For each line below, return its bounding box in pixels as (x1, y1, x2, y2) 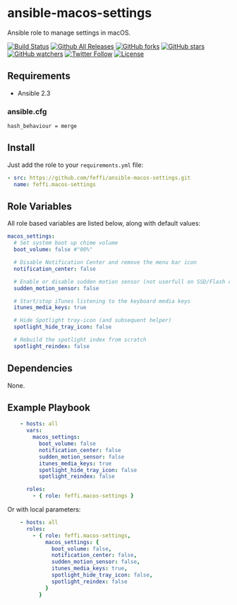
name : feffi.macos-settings (13, 180, 97, 188)
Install (7, 142, 35, 154)
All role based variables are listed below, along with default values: (7, 219, 201, 228)
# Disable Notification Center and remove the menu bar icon (13, 259, 197, 266)
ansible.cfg (7, 106, 47, 116)
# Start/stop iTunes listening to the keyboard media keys (13, 297, 191, 305)
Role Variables (7, 200, 72, 212)
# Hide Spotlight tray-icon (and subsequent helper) (13, 317, 172, 324)
